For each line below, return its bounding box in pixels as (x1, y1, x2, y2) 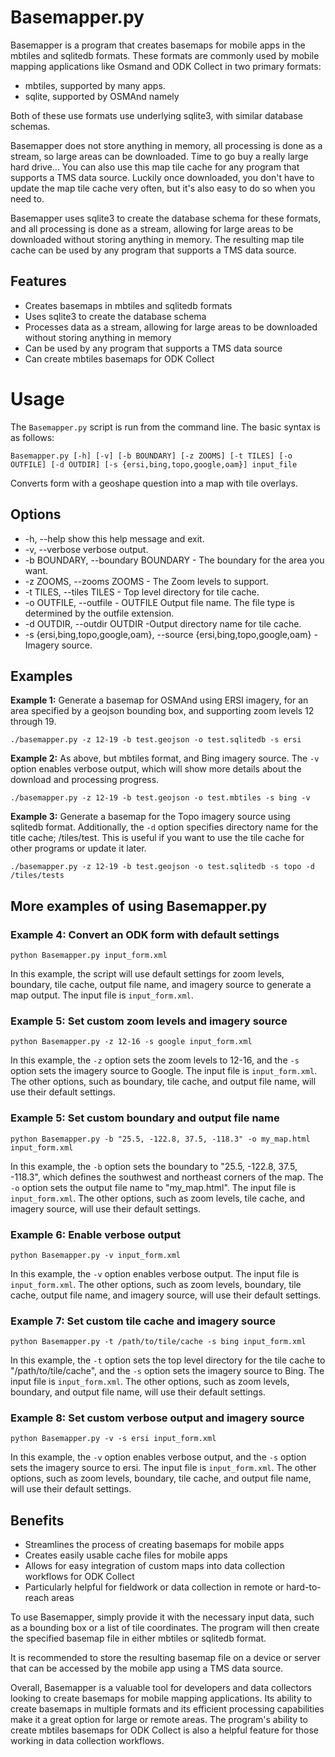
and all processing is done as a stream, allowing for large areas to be (10, 222, 294, 235)
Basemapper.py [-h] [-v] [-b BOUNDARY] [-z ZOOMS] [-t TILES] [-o (10, 451, 293, 461)
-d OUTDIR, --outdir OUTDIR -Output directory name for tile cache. (24, 617, 302, 630)
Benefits (10, 1512, 65, 1529)
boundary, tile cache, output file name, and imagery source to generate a (10, 979, 312, 990)
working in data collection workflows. (10, 1735, 165, 1747)
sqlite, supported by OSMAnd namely (24, 90, 180, 102)
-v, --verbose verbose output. (24, 543, 149, 555)
